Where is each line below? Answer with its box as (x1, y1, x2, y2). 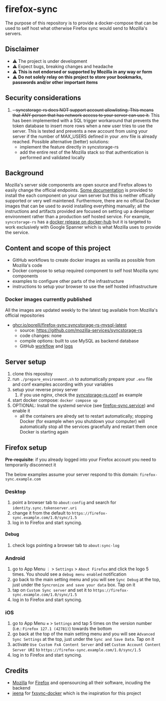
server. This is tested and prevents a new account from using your (12, 128, 148, 134)
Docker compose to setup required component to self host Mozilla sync (12, 267, 159, 274)
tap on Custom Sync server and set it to (12, 587, 92, 593)
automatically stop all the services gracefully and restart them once (19, 424, 158, 430)
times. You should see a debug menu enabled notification (12, 571, 126, 577)
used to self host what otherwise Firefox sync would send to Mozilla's (5, 25, 148, 31)
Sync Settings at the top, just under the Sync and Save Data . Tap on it (12, 636, 155, 642)
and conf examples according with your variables (12, 381, 113, 387)
